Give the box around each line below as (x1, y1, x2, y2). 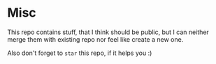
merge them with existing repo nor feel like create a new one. (7, 35, 184, 43)
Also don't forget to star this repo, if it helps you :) (7, 49, 152, 57)
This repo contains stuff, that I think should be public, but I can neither (7, 28, 210, 36)
